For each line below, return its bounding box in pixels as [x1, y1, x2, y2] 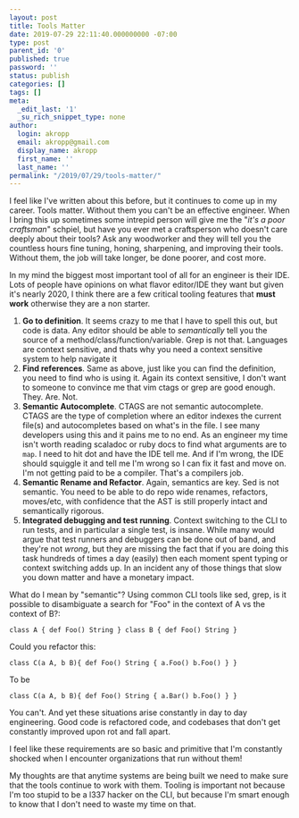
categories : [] [9, 80, 66, 89]
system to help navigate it [21, 354, 118, 365]
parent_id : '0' [9, 46, 66, 55]
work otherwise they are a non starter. [9, 299, 151, 309]
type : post [9, 38, 50, 47]
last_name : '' [17, 163, 70, 172]
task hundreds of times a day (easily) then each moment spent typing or [21, 553, 288, 564]
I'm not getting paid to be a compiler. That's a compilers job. [21, 468, 244, 478]
